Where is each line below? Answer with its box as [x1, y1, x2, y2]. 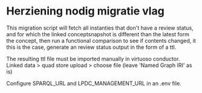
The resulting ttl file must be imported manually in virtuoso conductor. [6, 55, 180, 62]
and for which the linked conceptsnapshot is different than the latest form [6, 30, 189, 37]
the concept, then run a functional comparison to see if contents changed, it [6, 37, 197, 44]
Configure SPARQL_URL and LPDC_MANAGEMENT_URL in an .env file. [6, 80, 181, 87]
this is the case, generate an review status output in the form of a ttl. [6, 43, 177, 51]
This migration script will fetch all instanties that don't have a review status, [6, 24, 194, 31]
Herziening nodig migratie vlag [6, 4, 165, 18]
